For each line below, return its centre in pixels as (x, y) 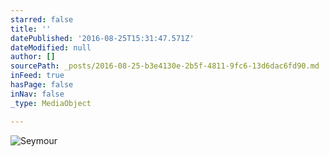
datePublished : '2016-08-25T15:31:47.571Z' (102, 38)
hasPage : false (42, 85)
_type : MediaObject (51, 103)
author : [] (33, 57)
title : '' (31, 29)
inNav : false (37, 94)
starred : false (42, 19)
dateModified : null (51, 47)
